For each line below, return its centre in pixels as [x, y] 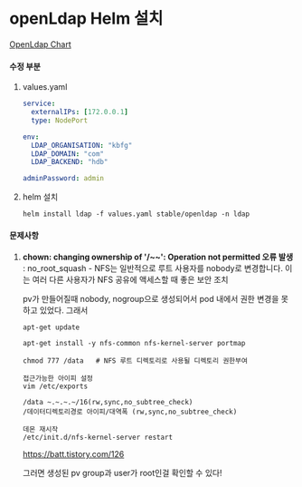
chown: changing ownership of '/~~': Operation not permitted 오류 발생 [158, 257]
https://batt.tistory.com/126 [73, 454]
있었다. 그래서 [64, 310]
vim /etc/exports [55, 386]
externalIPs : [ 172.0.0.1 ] [80, 112]
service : [39, 104]
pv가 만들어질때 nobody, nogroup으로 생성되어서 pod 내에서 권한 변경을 [151, 299]
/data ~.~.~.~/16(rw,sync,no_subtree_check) [108, 403]
